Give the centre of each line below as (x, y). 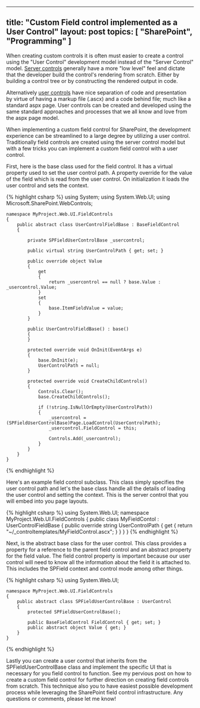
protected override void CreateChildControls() (87, 381)
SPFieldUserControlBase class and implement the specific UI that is (89, 667)
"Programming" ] (39, 41)
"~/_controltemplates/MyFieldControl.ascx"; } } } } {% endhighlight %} (92, 531)
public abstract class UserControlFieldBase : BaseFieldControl (98, 224)
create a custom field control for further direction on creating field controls (98, 679)
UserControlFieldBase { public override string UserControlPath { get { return (99, 525)
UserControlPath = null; (69, 365)
